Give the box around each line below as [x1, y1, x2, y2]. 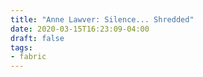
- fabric [10, 52, 47, 62]
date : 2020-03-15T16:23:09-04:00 [10, 24, 150, 34]
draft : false [10, 33, 65, 43]
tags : [10, 42, 33, 53]
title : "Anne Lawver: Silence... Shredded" [10, 14, 195, 25]
